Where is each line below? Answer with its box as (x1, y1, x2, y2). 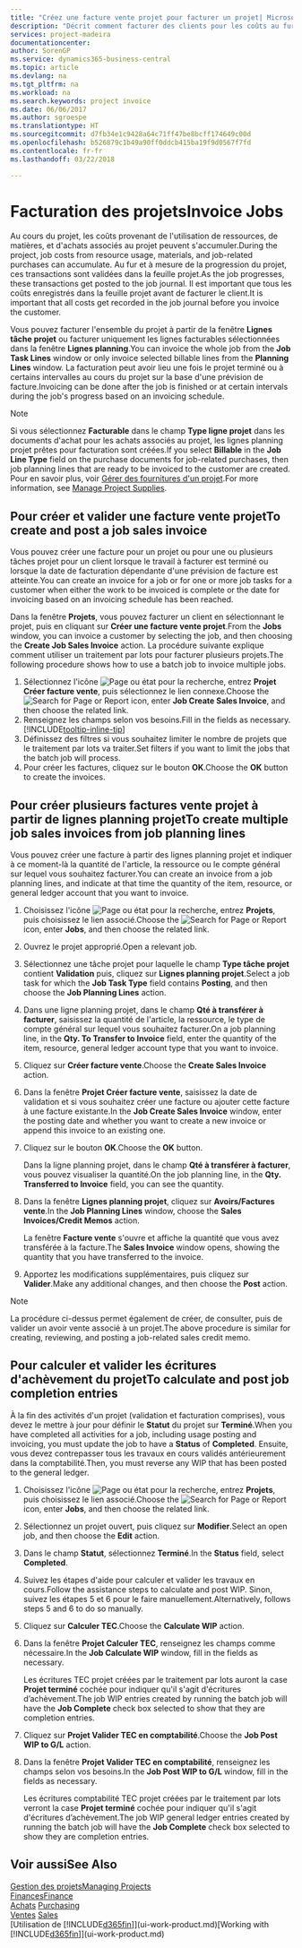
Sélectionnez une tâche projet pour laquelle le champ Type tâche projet (22, 959, 289, 970)
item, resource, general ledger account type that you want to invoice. (22, 1043, 279, 1054)
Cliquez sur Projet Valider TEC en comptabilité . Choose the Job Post (22, 1729, 279, 1740)
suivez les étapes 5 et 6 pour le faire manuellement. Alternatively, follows (22, 1593, 291, 1604)
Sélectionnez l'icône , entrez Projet (22, 677, 277, 687)
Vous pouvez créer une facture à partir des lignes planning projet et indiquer (10, 849, 292, 860)
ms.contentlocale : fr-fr (10, 146, 103, 155)
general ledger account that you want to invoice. (10, 888, 189, 899)
